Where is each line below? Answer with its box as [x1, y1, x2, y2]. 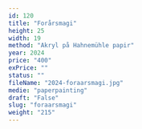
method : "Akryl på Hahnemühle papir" [8, 42, 135, 50]
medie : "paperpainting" [8, 86, 88, 95]
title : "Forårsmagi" [8, 19, 78, 27]
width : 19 [8, 34, 42, 42]
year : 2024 [8, 49, 45, 57]
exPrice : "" [8, 64, 48, 72]
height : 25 [8, 26, 45, 34]
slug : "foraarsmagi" [8, 101, 78, 109]
